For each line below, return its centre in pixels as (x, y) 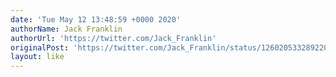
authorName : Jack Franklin (66, 29)
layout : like (37, 57)
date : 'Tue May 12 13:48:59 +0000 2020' (96, 19)
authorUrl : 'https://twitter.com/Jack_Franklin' (113, 38)
